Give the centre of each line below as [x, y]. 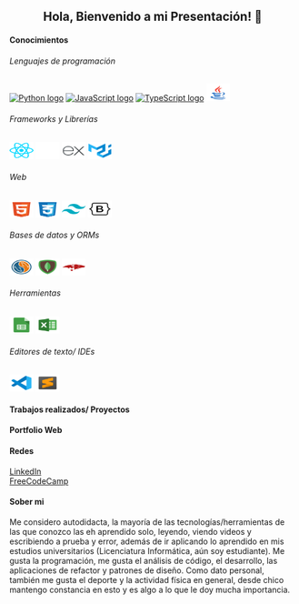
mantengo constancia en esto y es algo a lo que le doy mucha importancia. [150, 589]
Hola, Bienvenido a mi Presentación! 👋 [153, 17]
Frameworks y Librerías [54, 118]
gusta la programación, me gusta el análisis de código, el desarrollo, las [144, 560]
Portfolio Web [36, 430]
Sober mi [27, 502]
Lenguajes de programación [63, 61]
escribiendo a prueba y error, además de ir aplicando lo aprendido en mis [147, 541]
